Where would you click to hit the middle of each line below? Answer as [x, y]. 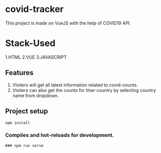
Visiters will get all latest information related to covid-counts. [75, 85]
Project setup [27, 111]
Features [19, 73]
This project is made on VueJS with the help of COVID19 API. [68, 23]
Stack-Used [30, 43]
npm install [18, 123]
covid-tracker [34, 9]
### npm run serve [24, 145]
